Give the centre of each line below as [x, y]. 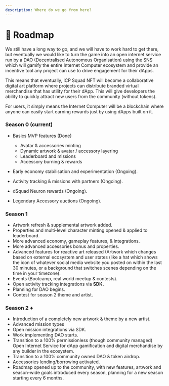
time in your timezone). [36, 273]
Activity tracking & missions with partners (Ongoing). [68, 181]
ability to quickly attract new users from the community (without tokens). [81, 96]
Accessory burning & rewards [51, 161]
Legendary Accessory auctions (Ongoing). [57, 201]
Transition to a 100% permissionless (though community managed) [82, 340]
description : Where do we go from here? [49, 10]
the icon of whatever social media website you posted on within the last [87, 263]
